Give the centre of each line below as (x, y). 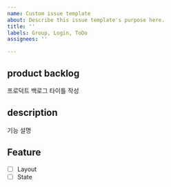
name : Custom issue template (49, 13)
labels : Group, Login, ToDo (48, 33)
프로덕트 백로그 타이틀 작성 (43, 90)
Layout (27, 169)
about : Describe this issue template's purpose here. (86, 20)
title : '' (21, 26)
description (32, 113)
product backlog (43, 73)
